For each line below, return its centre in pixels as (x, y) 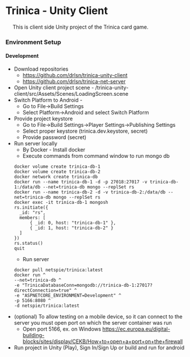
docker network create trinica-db (56, 177)
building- (34, 335)
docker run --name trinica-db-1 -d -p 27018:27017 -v (80, 182)
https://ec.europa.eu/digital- (136, 329)
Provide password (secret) (54, 137)
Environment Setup (34, 42)
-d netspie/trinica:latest (47, 306)
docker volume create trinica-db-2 (57, 172)
